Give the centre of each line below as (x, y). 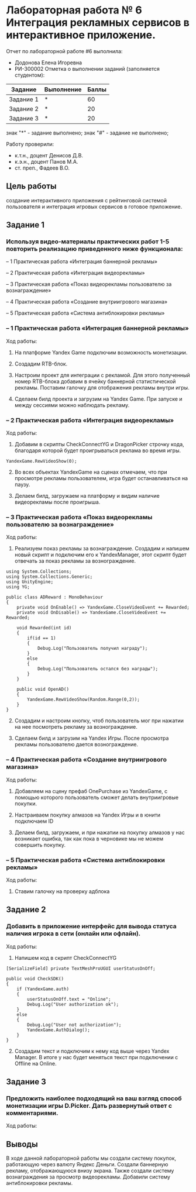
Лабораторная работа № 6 (74, 10)
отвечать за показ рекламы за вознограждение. (75, 561)
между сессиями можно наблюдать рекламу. (72, 405)
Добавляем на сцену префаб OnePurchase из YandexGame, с (91, 791)
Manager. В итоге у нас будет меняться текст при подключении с (96, 1057)
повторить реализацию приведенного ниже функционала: (94, 249)
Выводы (22, 1144)
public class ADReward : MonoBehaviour (55, 597)
